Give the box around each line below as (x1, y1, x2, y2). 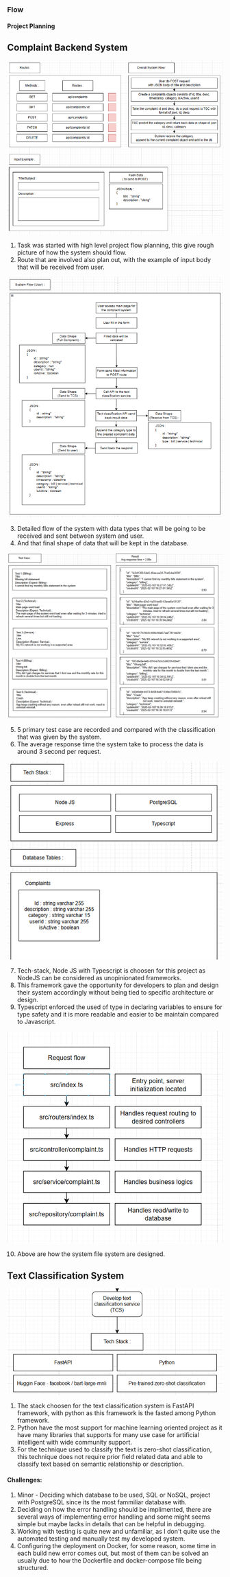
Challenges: (7, 1475, 42, 1484)
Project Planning (7, 22, 55, 30)
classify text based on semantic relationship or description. (16, 1460, 184, 1469)
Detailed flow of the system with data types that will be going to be (16, 525, 206, 533)
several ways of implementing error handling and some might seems (16, 1513, 211, 1521)
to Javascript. (16, 1017, 56, 1026)
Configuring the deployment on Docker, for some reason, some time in (16, 1542, 216, 1550)
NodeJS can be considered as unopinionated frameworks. (16, 974, 182, 982)
